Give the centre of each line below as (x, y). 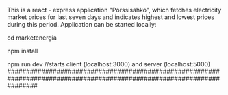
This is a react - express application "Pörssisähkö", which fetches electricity (114, 10)
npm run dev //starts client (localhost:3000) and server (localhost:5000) (109, 64)
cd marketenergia (32, 38)
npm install (23, 51)
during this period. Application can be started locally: (82, 24)
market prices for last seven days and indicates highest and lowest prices (111, 17)
